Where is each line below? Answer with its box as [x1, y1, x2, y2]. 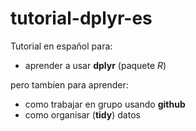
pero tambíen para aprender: [10, 78, 129, 91]
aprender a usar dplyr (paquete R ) [24, 59, 167, 71]
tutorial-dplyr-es [10, 7, 153, 30]
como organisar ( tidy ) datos [24, 108, 141, 121]
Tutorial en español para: [10, 40, 113, 52]
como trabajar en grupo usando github [24, 98, 186, 110]
